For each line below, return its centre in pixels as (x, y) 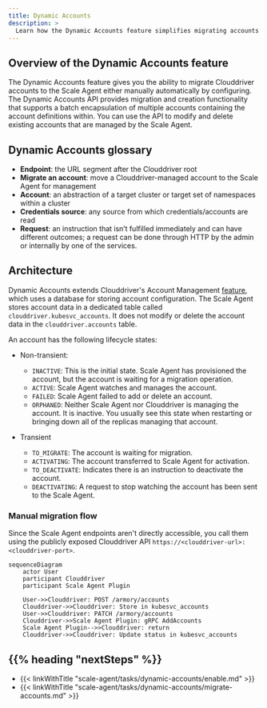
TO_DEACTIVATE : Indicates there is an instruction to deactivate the (137, 470)
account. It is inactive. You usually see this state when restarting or (142, 413)
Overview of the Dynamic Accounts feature (119, 63)
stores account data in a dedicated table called (86, 307)
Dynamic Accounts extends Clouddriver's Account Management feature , (128, 290)
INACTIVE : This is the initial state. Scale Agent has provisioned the (139, 370)
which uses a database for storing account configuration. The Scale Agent (131, 298)
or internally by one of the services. (78, 246)
